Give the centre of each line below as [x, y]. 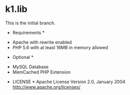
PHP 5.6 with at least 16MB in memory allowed [60, 47]
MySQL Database [30, 67]
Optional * [23, 57]
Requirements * [28, 32]
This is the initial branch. [30, 23]
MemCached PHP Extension [41, 72]
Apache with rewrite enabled [42, 42]
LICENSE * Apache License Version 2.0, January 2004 [69, 82]
